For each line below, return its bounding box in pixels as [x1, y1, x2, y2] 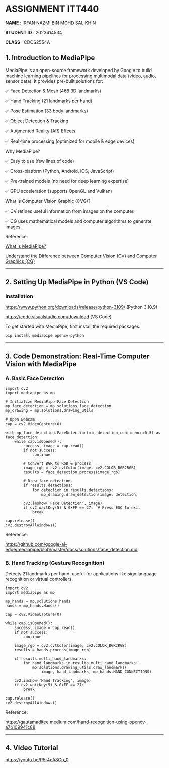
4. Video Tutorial [5, 743, 58, 752]
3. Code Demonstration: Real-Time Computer [5, 352, 150, 360]
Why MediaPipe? [5, 148, 40, 154]
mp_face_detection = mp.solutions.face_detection [5, 404, 112, 409]
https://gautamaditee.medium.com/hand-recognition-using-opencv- [5, 719, 147, 725]
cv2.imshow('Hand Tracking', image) [14, 678, 92, 683]
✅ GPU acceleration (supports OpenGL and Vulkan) [5, 188, 112, 194]
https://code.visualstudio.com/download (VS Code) [5, 314, 112, 320]
